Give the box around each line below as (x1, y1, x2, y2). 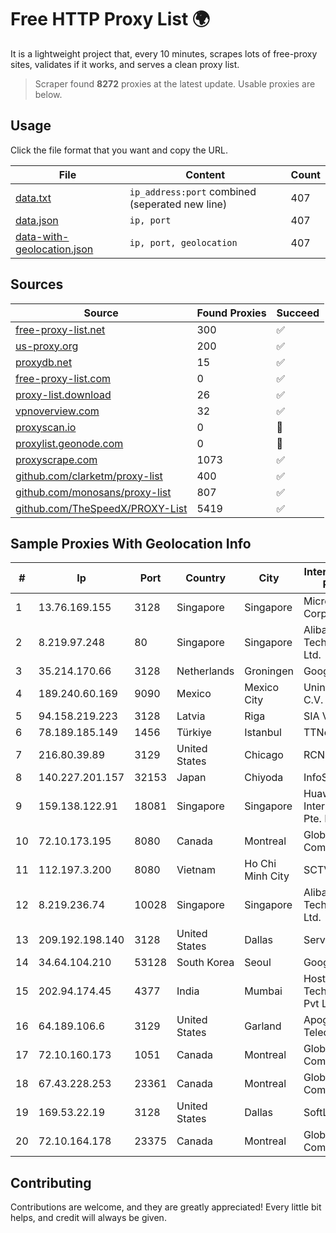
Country (185, 571, 227, 585)
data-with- (15, 229, 70, 243)
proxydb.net (15, 355, 73, 369)
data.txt (15, 191, 52, 205)
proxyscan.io (15, 420, 77, 434)
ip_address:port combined (129, 184, 257, 198)
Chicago (244, 748, 284, 762)
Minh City (244, 869, 290, 883)
